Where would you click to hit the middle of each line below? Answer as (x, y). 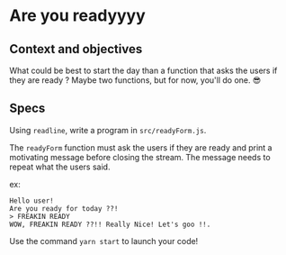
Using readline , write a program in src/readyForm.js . (108, 130)
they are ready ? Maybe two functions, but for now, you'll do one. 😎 (135, 80)
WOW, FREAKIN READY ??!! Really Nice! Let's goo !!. (110, 224)
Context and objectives (76, 49)
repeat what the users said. (60, 167)
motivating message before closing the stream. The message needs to (140, 157)
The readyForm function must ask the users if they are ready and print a (141, 147)
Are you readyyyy (77, 16)
